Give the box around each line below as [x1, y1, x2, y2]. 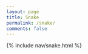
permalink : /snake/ [6, 20, 56, 26]
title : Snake [6, 14, 39, 20]
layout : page [6, 8, 39, 15]
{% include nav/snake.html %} [6, 42, 82, 49]
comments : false [6, 25, 47, 32]
